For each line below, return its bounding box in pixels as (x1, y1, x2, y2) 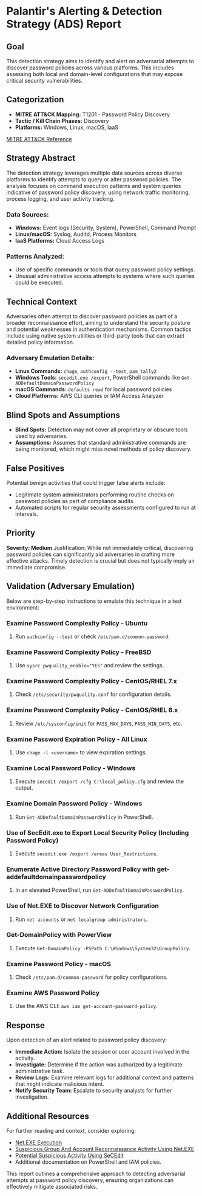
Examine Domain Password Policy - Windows (6, 799, 143, 808)
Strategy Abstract (6, 153, 76, 164)
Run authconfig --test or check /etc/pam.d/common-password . (15, 633, 170, 640)
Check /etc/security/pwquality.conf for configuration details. (15, 690, 172, 698)
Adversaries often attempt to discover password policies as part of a (6, 313, 178, 320)
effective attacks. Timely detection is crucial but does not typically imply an (6, 557, 195, 564)
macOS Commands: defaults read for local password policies (15, 386, 172, 393)
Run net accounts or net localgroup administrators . (15, 916, 148, 923)
